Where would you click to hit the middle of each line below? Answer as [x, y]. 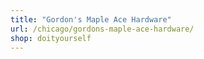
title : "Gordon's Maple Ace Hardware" [91, 19]
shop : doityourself [51, 38]
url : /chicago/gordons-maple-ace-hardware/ [102, 29]
